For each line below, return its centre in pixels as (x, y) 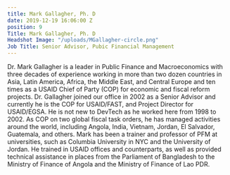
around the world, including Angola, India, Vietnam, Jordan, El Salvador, (111, 127)
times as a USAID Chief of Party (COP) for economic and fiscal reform (109, 89)
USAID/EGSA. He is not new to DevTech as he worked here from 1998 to (112, 111)
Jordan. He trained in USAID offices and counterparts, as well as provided (114, 149)
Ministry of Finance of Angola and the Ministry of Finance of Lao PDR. (109, 164)
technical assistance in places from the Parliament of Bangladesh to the (111, 157)
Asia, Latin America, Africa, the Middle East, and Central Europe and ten (111, 82)
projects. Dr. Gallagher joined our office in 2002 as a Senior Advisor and (111, 97)
